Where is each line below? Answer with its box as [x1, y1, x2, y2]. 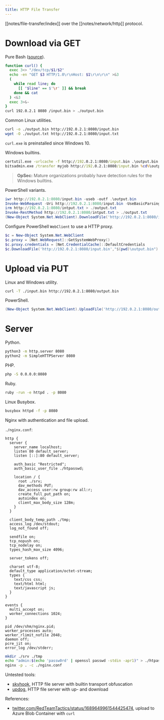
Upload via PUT [5, 263, 69, 274]
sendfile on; [9, 534, 36, 539]
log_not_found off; [9, 526, 49, 531]
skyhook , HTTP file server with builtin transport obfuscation [12, 681, 133, 687]
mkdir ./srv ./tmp [5, 654, 42, 659]
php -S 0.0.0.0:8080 [5, 371, 47, 376]
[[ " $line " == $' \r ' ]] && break [18, 86, 86, 91]
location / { [14, 474, 41, 479]
